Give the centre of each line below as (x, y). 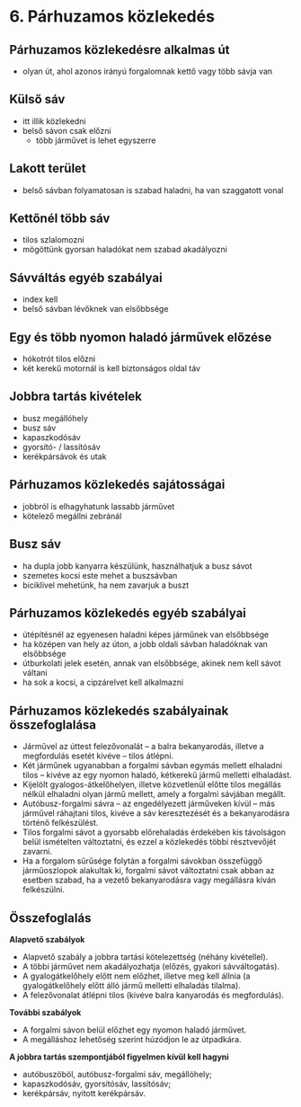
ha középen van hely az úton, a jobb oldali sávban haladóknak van (145, 644)
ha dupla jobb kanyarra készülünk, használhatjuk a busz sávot (137, 566)
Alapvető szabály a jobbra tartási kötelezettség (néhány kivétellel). (145, 956)
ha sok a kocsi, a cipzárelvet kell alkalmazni (103, 682)
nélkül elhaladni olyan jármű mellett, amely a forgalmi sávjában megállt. (154, 794)
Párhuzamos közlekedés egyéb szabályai (128, 613)
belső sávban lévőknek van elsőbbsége (95, 309)
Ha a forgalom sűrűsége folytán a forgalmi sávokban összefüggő (142, 861)
